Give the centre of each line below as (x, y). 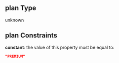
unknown (15, 20)
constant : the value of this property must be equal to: (60, 47)
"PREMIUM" (15, 56)
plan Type (21, 8)
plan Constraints (31, 36)
